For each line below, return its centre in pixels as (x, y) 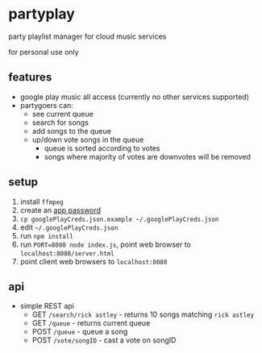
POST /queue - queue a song (80, 332)
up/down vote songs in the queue (88, 139)
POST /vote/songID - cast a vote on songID (104, 340)
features (30, 77)
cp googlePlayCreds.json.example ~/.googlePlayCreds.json (119, 219)
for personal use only (44, 52)
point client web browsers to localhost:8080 (94, 261)
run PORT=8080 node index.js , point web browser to (106, 244)
